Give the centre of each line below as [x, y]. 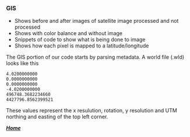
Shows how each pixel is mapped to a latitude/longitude [82, 46]
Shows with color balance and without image [68, 33]
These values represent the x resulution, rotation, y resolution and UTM [92, 111]
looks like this [22, 63]
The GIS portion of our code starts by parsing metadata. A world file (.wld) [95, 57]
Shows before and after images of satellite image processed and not [96, 21]
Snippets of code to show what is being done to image [80, 40]
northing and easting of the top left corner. [57, 117]
